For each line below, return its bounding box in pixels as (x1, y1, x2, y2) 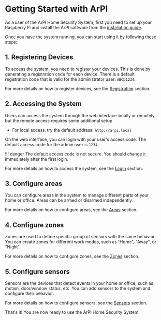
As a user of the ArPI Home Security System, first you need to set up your (5, 19, 152, 25)
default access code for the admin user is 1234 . (5, 141, 99, 147)
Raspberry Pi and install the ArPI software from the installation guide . (5, 24, 143, 30)
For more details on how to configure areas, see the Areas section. (5, 207, 138, 213)
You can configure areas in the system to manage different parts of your (5, 192, 149, 198)
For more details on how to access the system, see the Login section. (5, 166, 144, 171)
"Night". (5, 244, 21, 250)
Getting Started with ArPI (5, 3, 108, 15)
